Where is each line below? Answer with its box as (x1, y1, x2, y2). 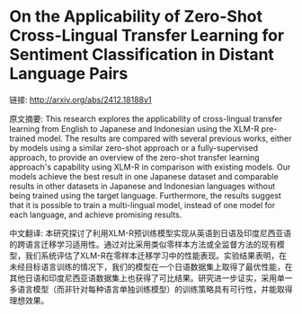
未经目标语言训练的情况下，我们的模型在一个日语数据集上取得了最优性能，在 (9, 261, 293, 272)
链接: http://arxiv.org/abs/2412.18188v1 (9, 94, 152, 105)
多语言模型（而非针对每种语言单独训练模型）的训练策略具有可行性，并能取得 (9, 283, 293, 294)
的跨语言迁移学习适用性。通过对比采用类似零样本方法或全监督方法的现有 (9, 239, 277, 249)
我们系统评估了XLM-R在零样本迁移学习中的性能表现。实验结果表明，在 (24, 249, 288, 261)
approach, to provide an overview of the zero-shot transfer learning (9, 152, 260, 162)
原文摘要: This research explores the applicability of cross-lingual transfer (9, 113, 283, 124)
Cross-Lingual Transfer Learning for (9, 25, 285, 46)
